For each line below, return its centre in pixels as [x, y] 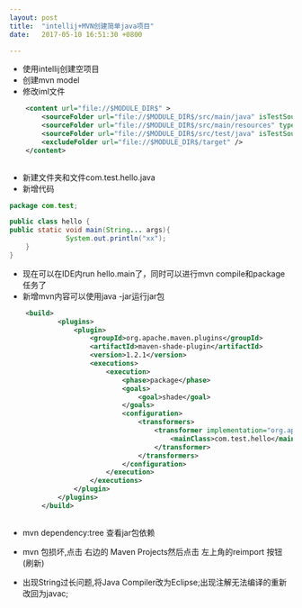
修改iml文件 [44, 92]
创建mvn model [51, 80]
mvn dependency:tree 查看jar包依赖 [89, 532]
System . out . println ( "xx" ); [116, 239]
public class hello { [50, 222]
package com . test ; [44, 205]
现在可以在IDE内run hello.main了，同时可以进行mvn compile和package [154, 273]
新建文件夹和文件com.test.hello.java [89, 177]
